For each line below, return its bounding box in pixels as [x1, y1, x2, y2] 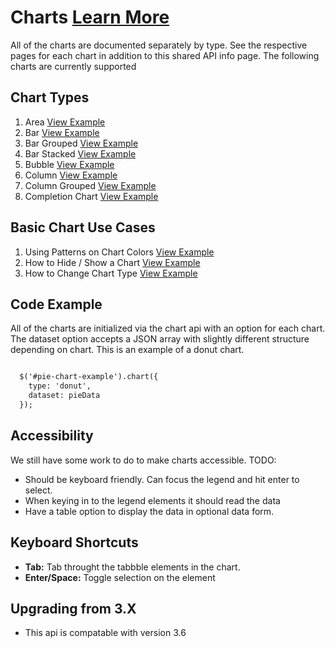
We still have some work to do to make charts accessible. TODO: [10, 454, 277, 466]
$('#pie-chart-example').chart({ [19, 372, 159, 382]
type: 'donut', [28, 381, 92, 391]
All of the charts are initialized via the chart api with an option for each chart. [10, 322, 326, 335]
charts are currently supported [10, 60, 137, 72]
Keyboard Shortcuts [10, 534, 139, 551]
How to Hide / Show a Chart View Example [24, 256, 201, 268]
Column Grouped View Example [24, 179, 157, 191]
